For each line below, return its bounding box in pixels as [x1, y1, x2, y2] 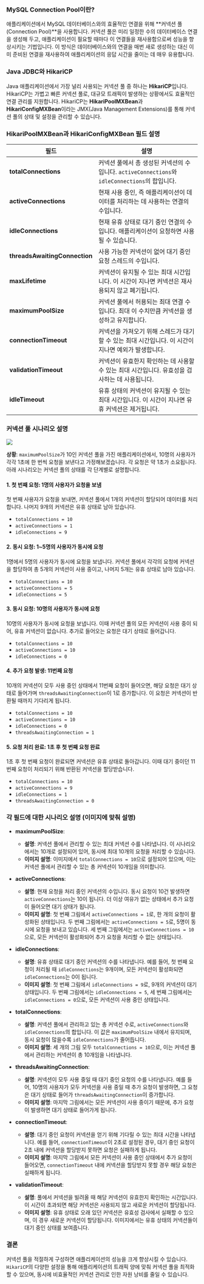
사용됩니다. [124, 375, 154, 384]
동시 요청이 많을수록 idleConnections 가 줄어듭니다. [24, 1035, 146, 1043]
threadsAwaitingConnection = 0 [15, 798, 95, 804]
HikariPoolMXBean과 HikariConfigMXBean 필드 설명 [6, 129, 160, 138]
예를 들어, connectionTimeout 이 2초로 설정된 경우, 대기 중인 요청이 [37, 1138, 195, 1145]
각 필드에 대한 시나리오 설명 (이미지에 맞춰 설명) [6, 813, 136, 822]
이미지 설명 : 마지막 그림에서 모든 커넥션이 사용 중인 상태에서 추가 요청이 [24, 1153, 192, 1161]
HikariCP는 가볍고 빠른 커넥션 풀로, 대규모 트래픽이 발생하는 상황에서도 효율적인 [6, 90, 195, 97]
